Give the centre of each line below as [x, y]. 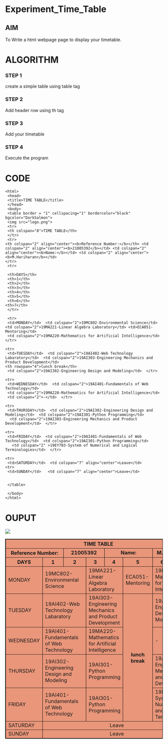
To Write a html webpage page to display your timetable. [63, 40]
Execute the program [27, 158]
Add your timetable [25, 134]
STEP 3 [14, 123]
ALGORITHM [32, 60]
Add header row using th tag [34, 110]
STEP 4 [14, 147]
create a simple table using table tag [42, 87]
